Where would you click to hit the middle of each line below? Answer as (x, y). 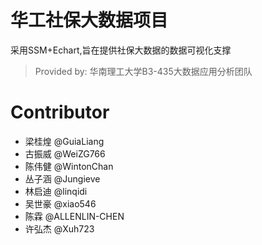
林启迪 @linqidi (56, 191)
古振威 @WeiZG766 (65, 153)
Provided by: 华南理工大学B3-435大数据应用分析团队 (143, 71)
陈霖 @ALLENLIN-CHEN (74, 216)
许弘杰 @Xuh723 (59, 228)
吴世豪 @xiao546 (60, 203)
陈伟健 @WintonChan (69, 166)
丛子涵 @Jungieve (62, 178)
